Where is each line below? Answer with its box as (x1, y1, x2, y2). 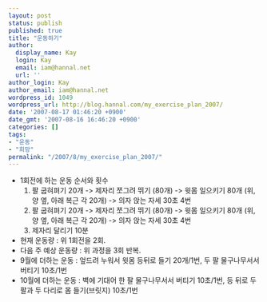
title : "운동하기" (8, 34, 63, 42)
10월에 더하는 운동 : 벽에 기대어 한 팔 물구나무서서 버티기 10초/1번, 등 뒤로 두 (19, 276, 257, 285)
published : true (8, 26, 62, 34)
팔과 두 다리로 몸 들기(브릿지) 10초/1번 (19, 285, 138, 296)
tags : (8, 130, 26, 138)
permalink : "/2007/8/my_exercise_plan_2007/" (8, 153, 162, 161)
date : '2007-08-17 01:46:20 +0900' (8, 109, 127, 117)
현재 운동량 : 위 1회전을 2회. (19, 236, 106, 245)
